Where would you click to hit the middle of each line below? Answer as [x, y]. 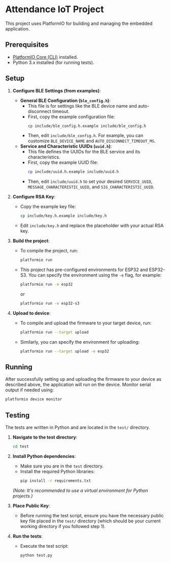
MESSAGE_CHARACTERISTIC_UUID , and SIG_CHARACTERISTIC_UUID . [91, 187]
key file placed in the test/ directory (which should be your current [90, 521]
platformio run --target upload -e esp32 [64, 351]
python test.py [36, 555]
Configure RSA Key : [34, 197]
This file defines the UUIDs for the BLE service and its [84, 152]
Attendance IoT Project [55, 9]
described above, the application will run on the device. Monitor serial [78, 385]
